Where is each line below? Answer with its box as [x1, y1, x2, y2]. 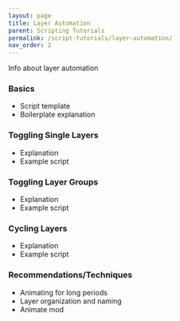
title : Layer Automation [8, 19, 91, 27]
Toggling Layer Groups [8, 176, 99, 188]
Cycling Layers [8, 223, 68, 234]
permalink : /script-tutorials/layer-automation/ [8, 34, 173, 42]
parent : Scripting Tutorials [8, 26, 105, 34]
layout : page [8, 11, 52, 20]
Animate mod [19, 304, 65, 314]
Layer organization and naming [19, 296, 122, 306]
